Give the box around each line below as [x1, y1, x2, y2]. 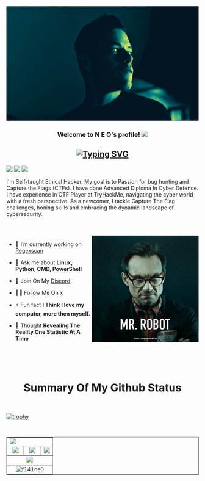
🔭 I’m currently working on [15, 240, 82, 248]
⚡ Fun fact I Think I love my [15, 301, 84, 308]
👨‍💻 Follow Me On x [15, 289, 63, 296]
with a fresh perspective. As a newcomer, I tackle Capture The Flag [6, 197, 176, 204]
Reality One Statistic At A [15, 328, 81, 335]
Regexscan [15, 247, 44, 254]
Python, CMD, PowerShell [15, 265, 82, 272]
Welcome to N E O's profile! [57, 130, 140, 139]
